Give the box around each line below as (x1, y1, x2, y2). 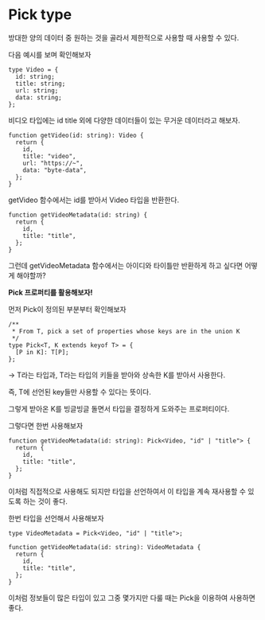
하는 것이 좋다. (22, 496, 68, 506)
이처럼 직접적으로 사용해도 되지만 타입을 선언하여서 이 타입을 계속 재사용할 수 (8, 486, 247, 496)
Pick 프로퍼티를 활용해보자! (8, 287, 93, 297)
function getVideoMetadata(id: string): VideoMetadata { (8, 543, 201, 551)
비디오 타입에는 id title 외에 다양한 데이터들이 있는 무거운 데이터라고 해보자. (8, 115, 240, 125)
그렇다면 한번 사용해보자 (8, 420, 84, 431)
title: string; (15, 80, 66, 88)
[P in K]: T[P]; (15, 348, 69, 356)
